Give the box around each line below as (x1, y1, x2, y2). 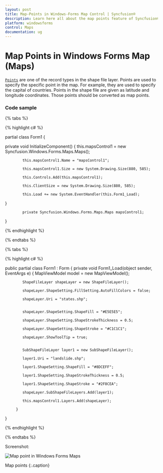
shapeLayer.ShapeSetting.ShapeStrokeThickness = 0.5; (22, 318, 133, 323)
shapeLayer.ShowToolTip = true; (22, 335, 88, 340)
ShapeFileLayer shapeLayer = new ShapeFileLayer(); (22, 280, 130, 285)
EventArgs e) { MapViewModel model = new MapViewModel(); (5, 270, 130, 276)
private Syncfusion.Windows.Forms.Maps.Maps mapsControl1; (22, 210, 145, 215)
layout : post (5, 7, 32, 12)
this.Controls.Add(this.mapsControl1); (22, 175, 103, 180)
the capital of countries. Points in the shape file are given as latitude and (5, 87, 149, 93)
